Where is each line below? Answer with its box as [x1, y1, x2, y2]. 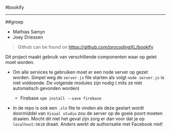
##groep [5, 19, 24, 25]
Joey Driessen [12, 34, 43, 40]
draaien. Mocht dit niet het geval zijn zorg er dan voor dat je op [12, 116, 145, 121]
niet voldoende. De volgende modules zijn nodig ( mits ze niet [12, 80, 142, 86]
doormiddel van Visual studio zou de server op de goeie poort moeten [12, 110, 163, 116]
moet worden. [5, 59, 35, 65]
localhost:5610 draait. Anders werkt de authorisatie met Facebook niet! [12, 121, 163, 127]
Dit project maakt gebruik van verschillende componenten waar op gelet [5, 54, 157, 60]
